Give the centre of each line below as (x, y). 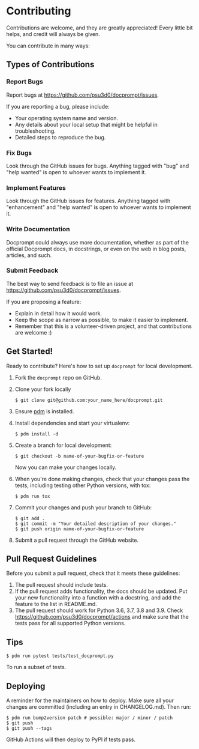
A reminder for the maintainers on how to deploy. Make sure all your (90, 700)
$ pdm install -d (37, 434)
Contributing (39, 11)
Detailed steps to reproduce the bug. (60, 137)
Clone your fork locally (43, 389)
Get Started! (29, 352)
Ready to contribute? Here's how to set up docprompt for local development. (99, 366)
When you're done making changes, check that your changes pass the (102, 479)
